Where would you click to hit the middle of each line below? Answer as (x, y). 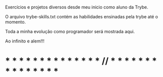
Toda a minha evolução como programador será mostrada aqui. (70, 31)
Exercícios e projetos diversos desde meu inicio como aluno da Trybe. (77, 7)
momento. (16, 22)
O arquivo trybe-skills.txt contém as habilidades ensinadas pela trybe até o (82, 17)
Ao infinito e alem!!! (25, 41)
